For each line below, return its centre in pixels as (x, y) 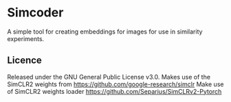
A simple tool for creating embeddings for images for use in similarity (105, 31)
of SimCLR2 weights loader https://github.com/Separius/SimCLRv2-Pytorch (114, 91)
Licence (25, 61)
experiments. (26, 38)
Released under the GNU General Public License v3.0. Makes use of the (109, 77)
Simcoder (35, 13)
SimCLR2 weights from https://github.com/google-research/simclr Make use (115, 84)
